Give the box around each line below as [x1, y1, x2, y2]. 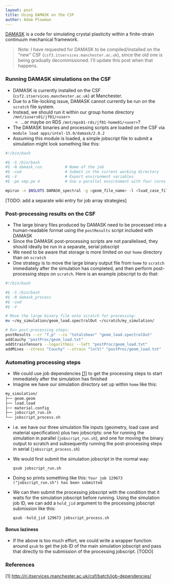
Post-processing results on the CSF [5, 210, 96, 217]
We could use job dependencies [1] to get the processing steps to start [12, 370, 162, 377]
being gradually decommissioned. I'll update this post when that [17, 57, 153, 64]
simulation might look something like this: [12, 140, 100, 147]
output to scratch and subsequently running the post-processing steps [12, 441, 162, 447]
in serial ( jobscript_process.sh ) [12, 446, 80, 452]
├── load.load [5, 401, 36, 406]
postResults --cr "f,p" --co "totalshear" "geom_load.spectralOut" [5, 332, 153, 338]
